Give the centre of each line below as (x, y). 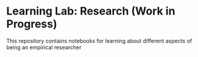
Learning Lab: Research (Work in (91, 11)
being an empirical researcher (44, 47)
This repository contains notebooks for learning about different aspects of (99, 41)
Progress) (32, 24)
